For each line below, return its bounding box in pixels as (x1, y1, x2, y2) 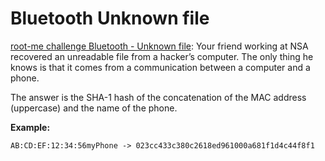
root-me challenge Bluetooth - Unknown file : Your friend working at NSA (10, 40, 309, 52)
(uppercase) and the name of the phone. (10, 102, 178, 114)
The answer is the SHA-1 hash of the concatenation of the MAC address (10, 91, 307, 103)
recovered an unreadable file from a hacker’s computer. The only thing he (10, 50, 314, 62)
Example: (10, 121, 51, 133)
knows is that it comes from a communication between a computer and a (10, 61, 311, 73)
